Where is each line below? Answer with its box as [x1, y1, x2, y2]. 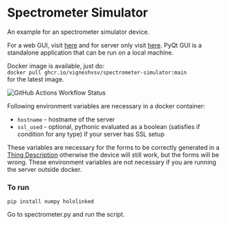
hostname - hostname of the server [17, 115, 115, 124]
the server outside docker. [7, 165, 82, 173]
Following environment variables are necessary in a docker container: [7, 101, 205, 110]
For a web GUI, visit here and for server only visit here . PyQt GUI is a [7, 41, 203, 49]
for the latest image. [7, 75, 64, 84]
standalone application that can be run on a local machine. [7, 48, 174, 57]
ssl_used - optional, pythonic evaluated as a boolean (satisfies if [17, 122, 200, 130]
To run [7, 182, 30, 192]
